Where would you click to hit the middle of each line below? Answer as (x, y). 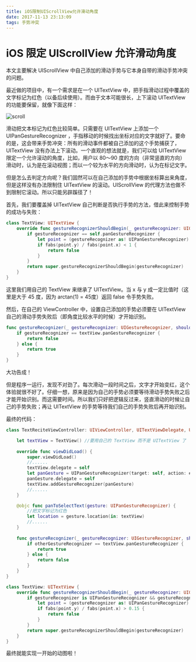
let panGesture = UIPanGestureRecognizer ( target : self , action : (107, 474)
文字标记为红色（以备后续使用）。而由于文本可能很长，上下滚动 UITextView (96, 98)
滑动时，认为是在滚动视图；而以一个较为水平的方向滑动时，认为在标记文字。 (98, 165)
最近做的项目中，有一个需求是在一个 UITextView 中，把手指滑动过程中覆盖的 (98, 90)
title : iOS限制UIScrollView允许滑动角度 (52, 11)
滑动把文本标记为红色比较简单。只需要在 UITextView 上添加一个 (83, 129)
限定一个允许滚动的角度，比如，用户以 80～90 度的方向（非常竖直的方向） (96, 158)
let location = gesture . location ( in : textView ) (86, 517)
